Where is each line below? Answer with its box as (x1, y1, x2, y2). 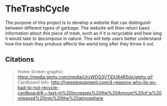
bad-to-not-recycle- (17, 84, 59, 90)
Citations (5, 55, 34, 64)
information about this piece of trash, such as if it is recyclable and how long (5, 30, 162, 36)
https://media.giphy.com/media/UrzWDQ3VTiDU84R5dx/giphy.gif (17, 73, 153, 80)
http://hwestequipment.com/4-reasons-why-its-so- (51, 79, 157, 85)
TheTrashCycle (5, 3, 70, 14)
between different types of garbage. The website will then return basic (5, 24, 151, 30)
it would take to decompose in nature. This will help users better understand (5, 35, 162, 41)
